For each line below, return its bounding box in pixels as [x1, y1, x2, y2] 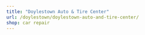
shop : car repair [6, 20, 50, 26]
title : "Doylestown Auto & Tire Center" [6, 8, 110, 15]
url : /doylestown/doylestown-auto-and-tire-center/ [6, 14, 139, 20]
